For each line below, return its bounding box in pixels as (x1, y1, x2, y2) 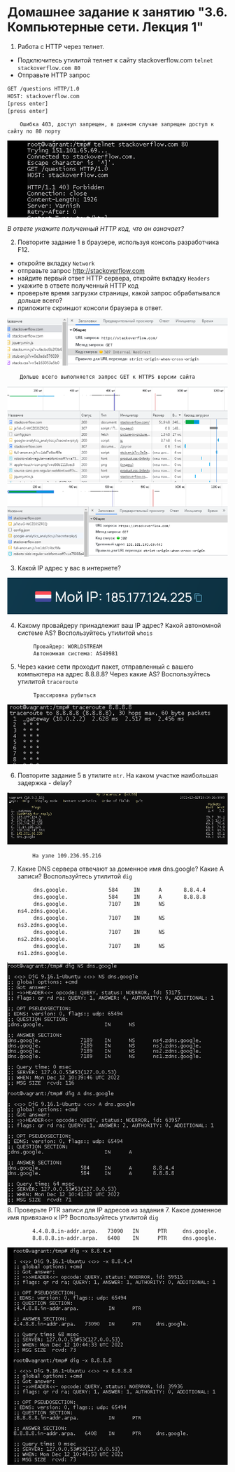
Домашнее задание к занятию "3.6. (7, 4, 228, 20)
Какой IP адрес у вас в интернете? (17, 564, 121, 573)
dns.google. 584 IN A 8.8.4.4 (33, 886, 206, 893)
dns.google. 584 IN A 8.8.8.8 (33, 893, 206, 900)
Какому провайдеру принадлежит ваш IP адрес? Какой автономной (17, 622, 222, 630)
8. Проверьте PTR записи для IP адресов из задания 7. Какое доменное (7, 1206, 222, 1215)
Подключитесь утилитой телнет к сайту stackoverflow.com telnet (17, 55, 213, 64)
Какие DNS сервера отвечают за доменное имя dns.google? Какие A (17, 864, 225, 873)
